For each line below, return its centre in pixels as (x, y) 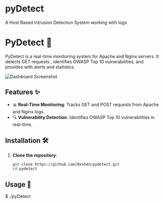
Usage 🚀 (18, 184)
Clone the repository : (35, 155)
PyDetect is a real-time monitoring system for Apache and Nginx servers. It (82, 56)
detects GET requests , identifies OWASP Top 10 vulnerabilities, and (75, 61)
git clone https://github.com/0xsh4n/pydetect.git (66, 164)
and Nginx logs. (28, 111)
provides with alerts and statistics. (40, 67)
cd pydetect (25, 169)
